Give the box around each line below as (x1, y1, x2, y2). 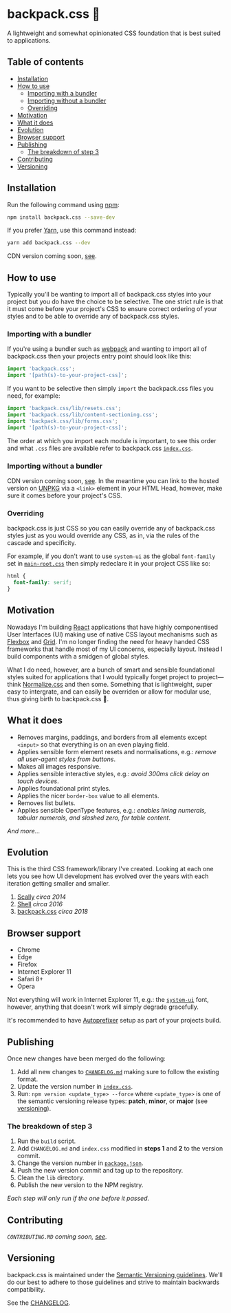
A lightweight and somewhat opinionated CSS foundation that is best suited (7, 29, 221, 37)
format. (16, 1075, 38, 1083)
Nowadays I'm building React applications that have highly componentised (7, 623, 219, 631)
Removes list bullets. (16, 798, 76, 807)
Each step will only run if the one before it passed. (7, 1194, 150, 1203)
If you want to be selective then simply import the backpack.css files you (7, 385, 214, 393)
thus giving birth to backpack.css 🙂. (7, 694, 109, 703)
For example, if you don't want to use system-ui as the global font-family (7, 552, 215, 560)
